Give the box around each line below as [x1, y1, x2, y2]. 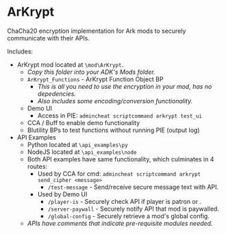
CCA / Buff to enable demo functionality [27, 118, 140, 127]
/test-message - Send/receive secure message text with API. [47, 183, 219, 191]
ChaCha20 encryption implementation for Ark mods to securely [7, 27, 186, 35]
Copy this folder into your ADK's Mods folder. [27, 68, 155, 76]
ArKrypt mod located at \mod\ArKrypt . [16, 60, 124, 68]
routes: [27, 162, 48, 170]
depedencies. [37, 90, 77, 98]
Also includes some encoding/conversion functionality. [37, 96, 193, 105]
